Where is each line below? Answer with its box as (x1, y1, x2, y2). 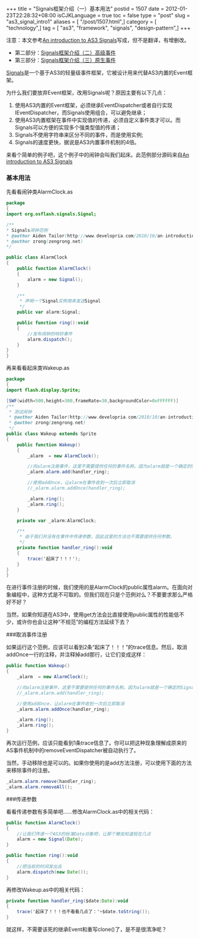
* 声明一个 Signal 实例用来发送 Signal (19, 298, 101, 304)
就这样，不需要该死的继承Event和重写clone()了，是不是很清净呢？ (6, 926, 167, 933)
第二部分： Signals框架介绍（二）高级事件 (14, 49, 116, 56)
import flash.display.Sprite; (6, 387, 81, 393)
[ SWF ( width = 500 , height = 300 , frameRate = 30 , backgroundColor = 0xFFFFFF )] (6, 398, 179, 404)
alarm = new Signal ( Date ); (17, 836, 84, 842)
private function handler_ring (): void (17, 545, 113, 551)
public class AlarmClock (6, 254, 68, 260)
